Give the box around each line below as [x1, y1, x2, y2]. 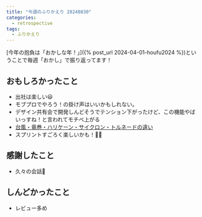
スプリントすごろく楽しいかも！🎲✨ [15, 131, 103, 138]
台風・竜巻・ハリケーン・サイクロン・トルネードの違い [15, 123, 153, 130]
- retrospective [12, 20, 53, 26]
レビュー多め [15, 204, 47, 212]
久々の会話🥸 [15, 167, 45, 175]
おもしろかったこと [6, 76, 78, 86]
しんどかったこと [6, 187, 70, 198]
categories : [6, 15, 36, 21]
